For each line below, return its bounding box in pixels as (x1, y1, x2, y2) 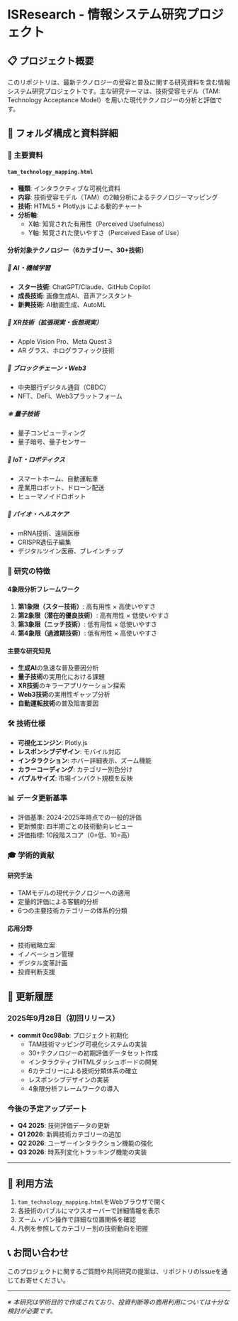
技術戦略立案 (17, 941, 55, 950)
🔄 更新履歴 (7, 990, 53, 1002)
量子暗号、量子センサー (17, 437, 86, 446)
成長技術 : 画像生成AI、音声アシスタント (17, 292, 133, 300)
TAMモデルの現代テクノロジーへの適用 (17, 888, 131, 897)
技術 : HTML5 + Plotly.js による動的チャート (17, 202, 143, 210)
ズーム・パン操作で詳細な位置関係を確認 (17, 1215, 137, 1224)
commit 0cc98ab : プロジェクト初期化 (17, 1031, 129, 1039)
